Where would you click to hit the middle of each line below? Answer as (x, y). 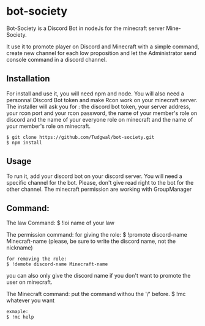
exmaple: (17, 312)
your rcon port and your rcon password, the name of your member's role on (102, 113)
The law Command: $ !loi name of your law (61, 223)
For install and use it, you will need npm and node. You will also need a (95, 94)
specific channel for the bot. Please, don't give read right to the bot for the (100, 182)
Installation (28, 79)
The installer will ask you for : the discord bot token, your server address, (99, 106)
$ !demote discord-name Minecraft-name (57, 264)
